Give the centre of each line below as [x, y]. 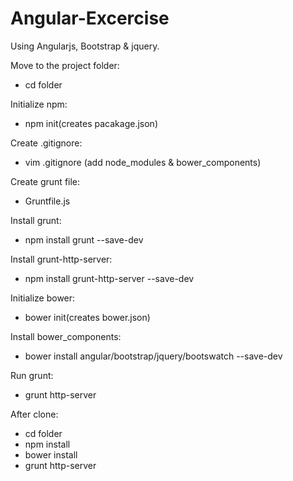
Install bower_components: [66, 336]
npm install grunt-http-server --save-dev [109, 278]
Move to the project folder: [65, 65]
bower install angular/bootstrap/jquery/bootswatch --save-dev [153, 356]
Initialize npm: [39, 104]
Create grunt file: [45, 181]
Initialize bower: [43, 298]
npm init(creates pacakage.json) [91, 123]
